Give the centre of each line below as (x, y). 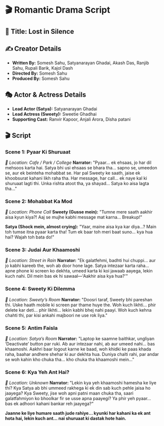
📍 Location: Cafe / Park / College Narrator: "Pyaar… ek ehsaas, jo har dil (78, 162)
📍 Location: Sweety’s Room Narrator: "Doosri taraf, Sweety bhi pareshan (79, 299)
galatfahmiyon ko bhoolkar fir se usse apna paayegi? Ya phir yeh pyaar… (78, 399)
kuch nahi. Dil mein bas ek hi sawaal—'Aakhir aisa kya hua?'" (67, 276)
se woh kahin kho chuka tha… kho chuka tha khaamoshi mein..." (70, 360)
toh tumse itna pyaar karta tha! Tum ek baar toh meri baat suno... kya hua (79, 232)
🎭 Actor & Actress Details (46, 94)
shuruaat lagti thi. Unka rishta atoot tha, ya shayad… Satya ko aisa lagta (77, 183)
